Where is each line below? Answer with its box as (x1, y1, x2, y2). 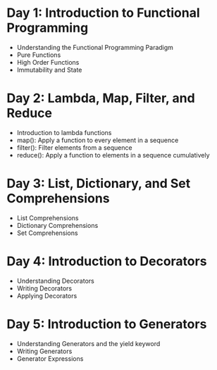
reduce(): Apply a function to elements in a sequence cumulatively (16, 151, 210, 159)
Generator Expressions (16, 354, 84, 363)
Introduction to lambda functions (16, 128, 112, 136)
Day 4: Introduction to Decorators (6, 253, 207, 269)
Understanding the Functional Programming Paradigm (16, 43, 174, 51)
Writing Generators (16, 347, 73, 355)
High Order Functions (16, 58, 80, 66)
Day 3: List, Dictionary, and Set (6, 176, 191, 191)
